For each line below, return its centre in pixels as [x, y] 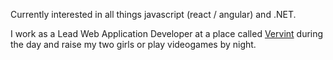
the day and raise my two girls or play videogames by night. [133, 44]
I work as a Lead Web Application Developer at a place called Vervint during [167, 33]
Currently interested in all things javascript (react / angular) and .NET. [153, 14]
